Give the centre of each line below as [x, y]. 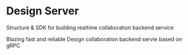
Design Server [43, 11]
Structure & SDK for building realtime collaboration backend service [90, 27]
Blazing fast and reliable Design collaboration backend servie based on [94, 39]
